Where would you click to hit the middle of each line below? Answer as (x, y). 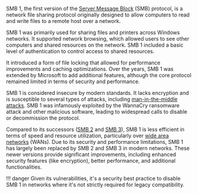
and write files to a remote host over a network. (64, 21)
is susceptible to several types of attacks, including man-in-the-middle (92, 99)
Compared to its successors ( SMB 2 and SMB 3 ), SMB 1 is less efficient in (95, 129)
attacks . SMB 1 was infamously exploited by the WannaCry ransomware (93, 105)
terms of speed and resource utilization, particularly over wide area (88, 136)
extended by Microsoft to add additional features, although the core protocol (99, 75)
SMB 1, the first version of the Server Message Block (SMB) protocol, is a (95, 9)
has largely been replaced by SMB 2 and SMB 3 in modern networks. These (98, 148)
